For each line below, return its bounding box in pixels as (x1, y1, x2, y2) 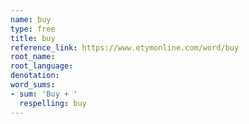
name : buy (10, 14, 52, 25)
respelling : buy (19, 98, 87, 108)
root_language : (10, 61, 74, 71)
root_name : (10, 52, 56, 62)
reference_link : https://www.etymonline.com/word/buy (10, 42, 240, 53)
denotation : (10, 71, 60, 81)
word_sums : (10, 80, 56, 90)
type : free (10, 24, 56, 34)
